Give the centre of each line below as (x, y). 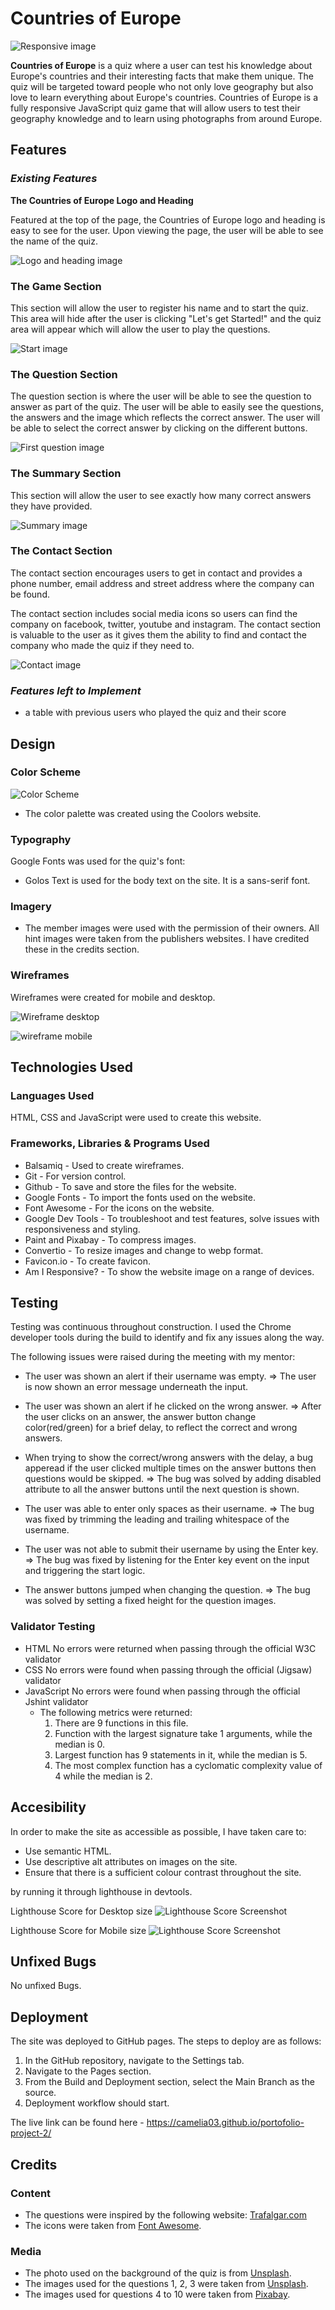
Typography (41, 839)
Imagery (31, 907)
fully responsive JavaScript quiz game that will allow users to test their (155, 108)
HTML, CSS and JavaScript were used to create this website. (136, 1118)
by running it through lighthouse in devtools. (101, 1891)
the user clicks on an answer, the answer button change (140, 1417)
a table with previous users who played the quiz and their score (155, 713)
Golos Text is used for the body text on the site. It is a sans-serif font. (167, 881)
